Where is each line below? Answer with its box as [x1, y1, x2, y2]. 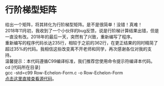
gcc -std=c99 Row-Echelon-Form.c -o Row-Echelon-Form [5, 69, 123, 76]
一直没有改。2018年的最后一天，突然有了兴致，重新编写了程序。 [5, 34, 135, 40]
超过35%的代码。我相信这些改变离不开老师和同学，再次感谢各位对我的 [5, 46, 148, 52]
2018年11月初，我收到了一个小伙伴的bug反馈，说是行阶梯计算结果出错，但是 [5, 27, 159, 33]
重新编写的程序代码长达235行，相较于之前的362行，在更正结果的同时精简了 [5, 40, 158, 45]
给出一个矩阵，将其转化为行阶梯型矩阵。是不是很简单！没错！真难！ [5, 21, 142, 27]
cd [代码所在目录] [5, 64, 41, 70]
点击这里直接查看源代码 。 [5, 75, 57, 81]
